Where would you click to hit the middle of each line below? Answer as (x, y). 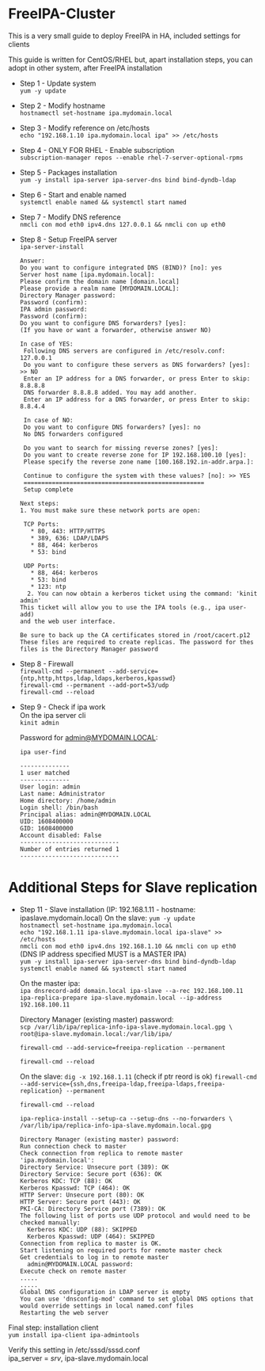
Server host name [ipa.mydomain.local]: (87, 274)
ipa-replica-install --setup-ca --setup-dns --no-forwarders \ (126, 1118)
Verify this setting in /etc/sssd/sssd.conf (74, 1350)
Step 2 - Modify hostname (62, 105)
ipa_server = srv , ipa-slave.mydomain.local (78, 1358)
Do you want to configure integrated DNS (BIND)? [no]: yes (121, 267)
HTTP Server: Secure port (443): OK (80, 1201)
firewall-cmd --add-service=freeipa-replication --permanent (123, 1048)
